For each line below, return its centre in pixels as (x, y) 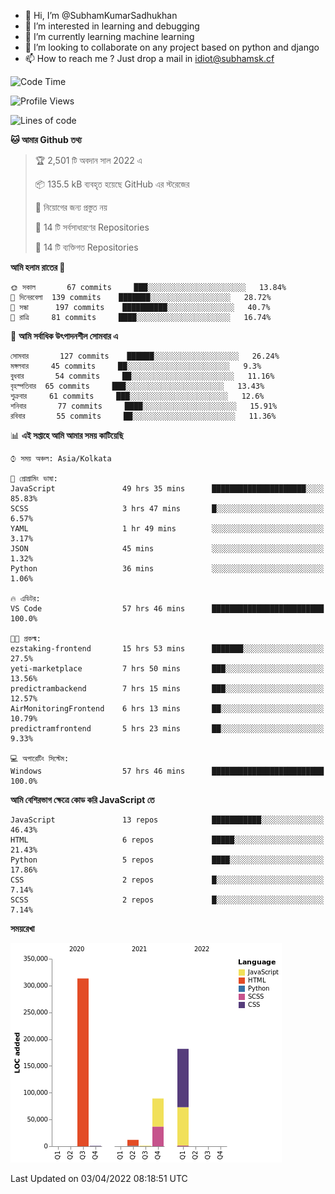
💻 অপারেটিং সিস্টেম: (40, 759)
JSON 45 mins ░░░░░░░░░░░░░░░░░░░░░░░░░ (167, 549)
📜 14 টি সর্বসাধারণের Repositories (92, 227)
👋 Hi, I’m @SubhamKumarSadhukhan (101, 15)
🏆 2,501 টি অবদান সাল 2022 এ (88, 160)
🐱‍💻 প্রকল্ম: (26, 639)
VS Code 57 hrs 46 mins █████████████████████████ (167, 609)
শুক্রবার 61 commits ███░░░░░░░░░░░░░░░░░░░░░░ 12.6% (137, 396)
